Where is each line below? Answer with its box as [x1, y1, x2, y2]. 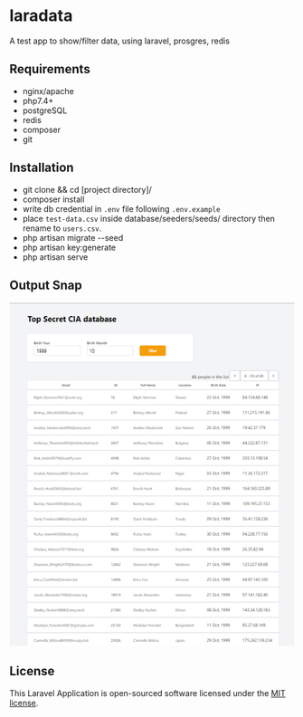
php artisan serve [22, 251, 89, 263]
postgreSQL [22, 105, 68, 116]
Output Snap [9, 277, 83, 292]
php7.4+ [22, 95, 54, 106]
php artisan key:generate [22, 242, 117, 253]
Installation [9, 160, 74, 176]
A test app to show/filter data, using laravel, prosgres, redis [9, 35, 231, 46]
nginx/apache [22, 85, 74, 96]
